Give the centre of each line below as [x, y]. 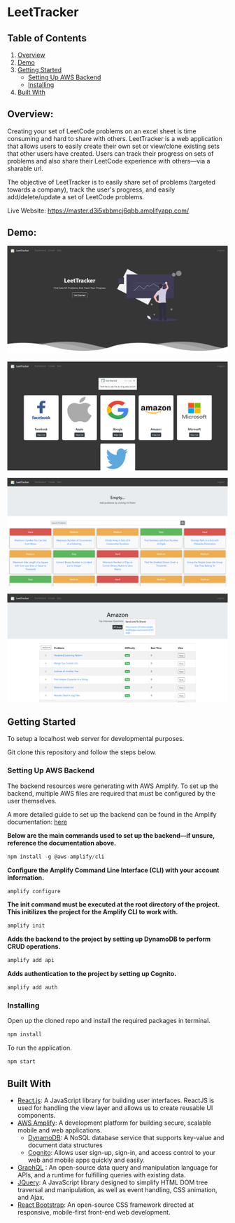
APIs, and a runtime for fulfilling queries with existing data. [101, 1175]
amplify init [26, 926]
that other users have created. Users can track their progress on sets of [111, 153]
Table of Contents [47, 38]
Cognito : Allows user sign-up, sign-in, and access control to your [121, 1152]
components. [36, 1115]
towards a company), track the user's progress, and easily [91, 189]
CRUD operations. [34, 947]
